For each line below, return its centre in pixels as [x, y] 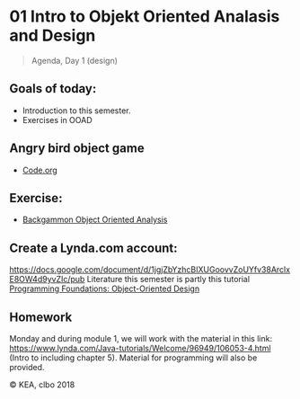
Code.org [40, 170]
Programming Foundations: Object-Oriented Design [105, 288]
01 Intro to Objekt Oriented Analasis [145, 17]
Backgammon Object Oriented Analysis [95, 220]
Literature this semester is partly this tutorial [168, 279]
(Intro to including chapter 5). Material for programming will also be [133, 358]
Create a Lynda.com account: [93, 248]
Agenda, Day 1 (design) [75, 60]
